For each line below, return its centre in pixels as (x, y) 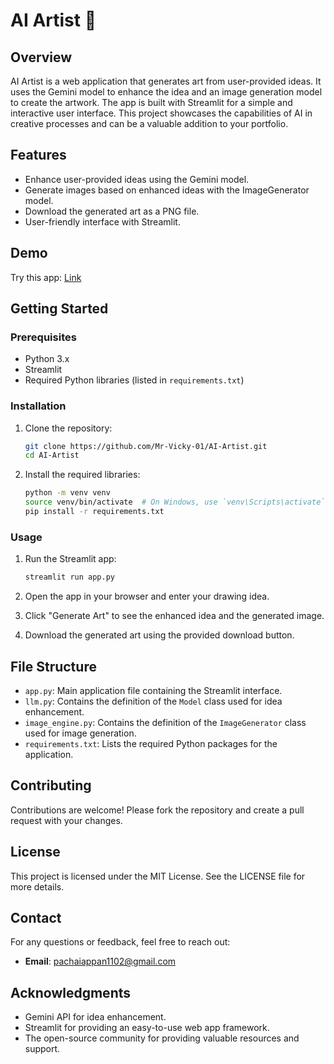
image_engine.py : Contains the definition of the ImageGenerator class (165, 722)
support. (42, 1049)
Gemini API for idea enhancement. (95, 1017)
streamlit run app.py (69, 577)
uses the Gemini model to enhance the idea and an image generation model (166, 92)
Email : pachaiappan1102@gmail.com (100, 961)
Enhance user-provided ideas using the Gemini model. (137, 179)
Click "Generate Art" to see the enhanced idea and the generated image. (174, 616)
